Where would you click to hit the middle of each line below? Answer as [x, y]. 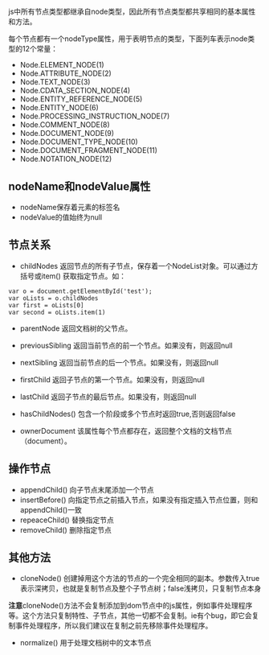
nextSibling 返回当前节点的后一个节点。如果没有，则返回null [119, 362]
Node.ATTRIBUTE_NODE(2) [66, 73]
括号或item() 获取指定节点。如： [73, 276]
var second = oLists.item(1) [57, 312]
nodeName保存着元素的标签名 [70, 207]
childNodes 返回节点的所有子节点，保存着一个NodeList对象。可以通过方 [139, 266]
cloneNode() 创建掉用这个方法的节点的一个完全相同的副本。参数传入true [140, 579]
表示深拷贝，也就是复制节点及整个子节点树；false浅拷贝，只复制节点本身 [141, 588]
